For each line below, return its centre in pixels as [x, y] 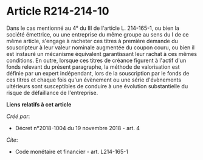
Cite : [12, 140]
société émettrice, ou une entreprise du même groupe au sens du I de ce [98, 34]
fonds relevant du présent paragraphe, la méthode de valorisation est [93, 67]
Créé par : [18, 116]
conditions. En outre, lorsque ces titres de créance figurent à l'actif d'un [96, 60]
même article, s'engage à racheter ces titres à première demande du [92, 41]
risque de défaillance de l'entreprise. [52, 92]
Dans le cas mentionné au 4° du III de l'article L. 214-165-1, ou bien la [93, 28]
